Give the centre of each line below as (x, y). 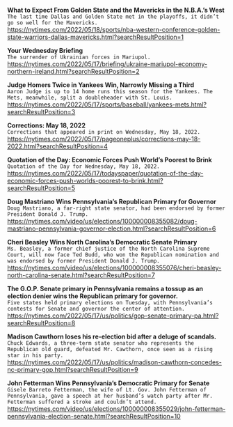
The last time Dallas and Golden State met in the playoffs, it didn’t (113, 17)
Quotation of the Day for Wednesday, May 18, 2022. (83, 166)
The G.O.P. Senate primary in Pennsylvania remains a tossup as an (105, 289)
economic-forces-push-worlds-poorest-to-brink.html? (85, 181)
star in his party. (35, 355)
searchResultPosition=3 (41, 112)
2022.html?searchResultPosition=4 (57, 146)
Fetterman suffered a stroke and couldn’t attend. (82, 402)
